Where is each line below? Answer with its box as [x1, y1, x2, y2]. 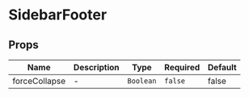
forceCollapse [12, 75, 66, 86]
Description [73, 62, 120, 73]
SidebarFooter [8, 6, 108, 24]
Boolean [127, 77, 157, 86]
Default [207, 62, 237, 73]
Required [164, 62, 200, 73]
